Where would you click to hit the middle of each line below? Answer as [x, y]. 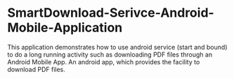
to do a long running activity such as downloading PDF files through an [110, 55]
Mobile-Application [65, 28]
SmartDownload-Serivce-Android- [111, 13]
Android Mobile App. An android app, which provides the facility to [104, 62]
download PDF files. [36, 69]
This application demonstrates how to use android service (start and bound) [117, 47]
